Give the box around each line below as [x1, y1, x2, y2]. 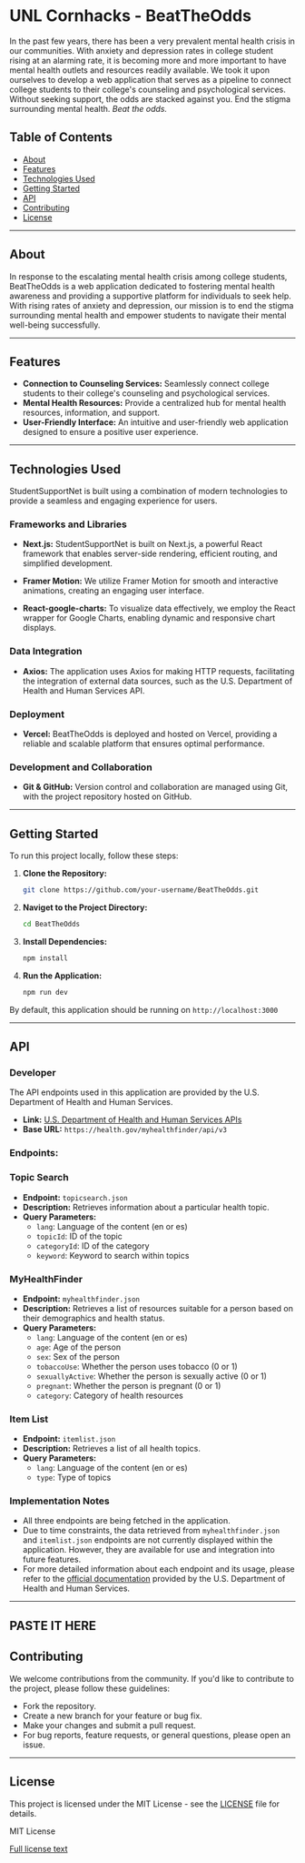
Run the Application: [22, 970, 103, 981]
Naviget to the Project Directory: [22, 902, 148, 913]
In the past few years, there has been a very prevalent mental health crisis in [9, 35, 295, 46]
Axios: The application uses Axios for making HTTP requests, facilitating [22, 665, 295, 676]
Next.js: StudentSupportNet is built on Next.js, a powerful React [22, 539, 263, 550]
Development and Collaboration [9, 761, 152, 774]
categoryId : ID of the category [35, 1240, 150, 1251]
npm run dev [22, 987, 68, 997]
